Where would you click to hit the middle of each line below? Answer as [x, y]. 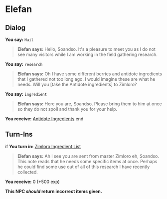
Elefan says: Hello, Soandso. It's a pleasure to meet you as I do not [86, 49]
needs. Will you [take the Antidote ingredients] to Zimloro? [77, 84]
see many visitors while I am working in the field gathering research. [87, 54]
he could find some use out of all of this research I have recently [83, 167]
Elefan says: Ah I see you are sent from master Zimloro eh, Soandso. [88, 156]
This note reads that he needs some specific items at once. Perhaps [87, 161]
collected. [28, 172]
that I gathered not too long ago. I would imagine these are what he [86, 79]
